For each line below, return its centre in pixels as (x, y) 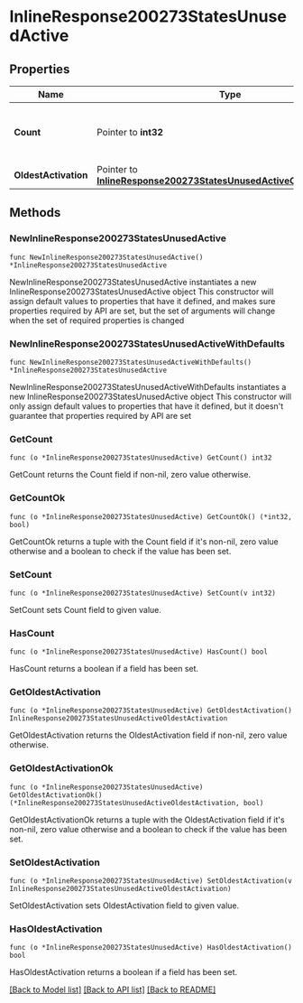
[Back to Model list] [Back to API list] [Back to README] (113, 989)
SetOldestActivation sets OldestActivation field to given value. (124, 905)
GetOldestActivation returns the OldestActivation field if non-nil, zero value (148, 735)
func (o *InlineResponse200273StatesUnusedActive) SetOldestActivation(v (151, 881)
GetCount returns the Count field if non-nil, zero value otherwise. (130, 475)
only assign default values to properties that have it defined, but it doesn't (147, 406)
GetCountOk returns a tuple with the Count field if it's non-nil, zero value (144, 541)
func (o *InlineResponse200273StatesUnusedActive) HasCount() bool (139, 652)
